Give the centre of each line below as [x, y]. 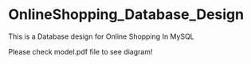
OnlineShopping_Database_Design [126, 15]
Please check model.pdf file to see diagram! [80, 51]
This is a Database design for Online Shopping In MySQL [102, 36]
